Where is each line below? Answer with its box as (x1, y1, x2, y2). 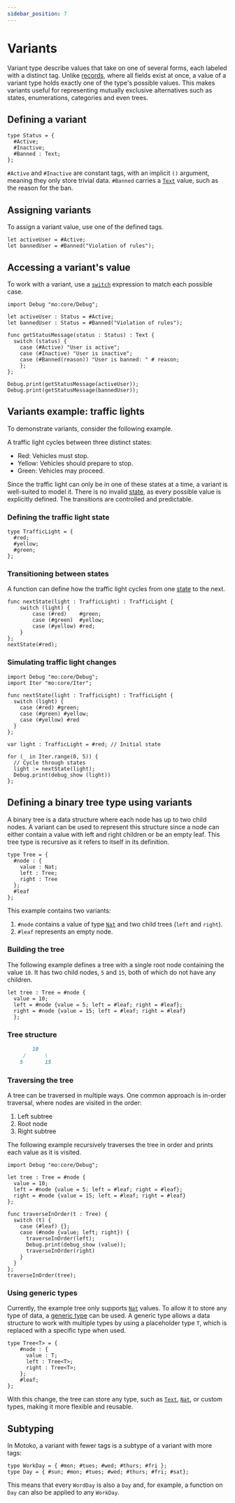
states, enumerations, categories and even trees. (7, 93, 148, 102)
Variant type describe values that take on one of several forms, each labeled (7, 64, 227, 72)
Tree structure (7, 1030, 57, 1039)
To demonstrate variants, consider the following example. (7, 424, 173, 433)
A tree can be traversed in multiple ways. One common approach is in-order (7, 1091, 227, 1100)
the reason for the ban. (7, 183, 73, 193)
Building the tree (7, 945, 65, 955)
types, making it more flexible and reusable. (7, 1402, 134, 1411)
